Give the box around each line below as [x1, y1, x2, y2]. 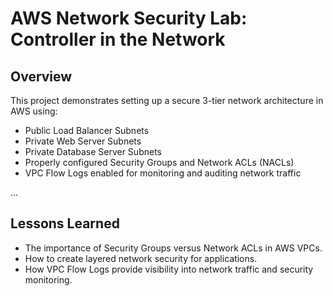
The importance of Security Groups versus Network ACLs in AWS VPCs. [24, 242, 323, 254]
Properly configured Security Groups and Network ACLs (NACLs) [24, 157, 295, 168]
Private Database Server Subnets [24, 146, 162, 157]
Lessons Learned [10, 215, 120, 232]
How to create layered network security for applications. [24, 252, 258, 264]
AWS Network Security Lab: [10, 7, 248, 30]
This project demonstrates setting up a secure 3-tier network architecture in [10, 95, 324, 106]
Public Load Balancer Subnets [24, 125, 150, 136]
